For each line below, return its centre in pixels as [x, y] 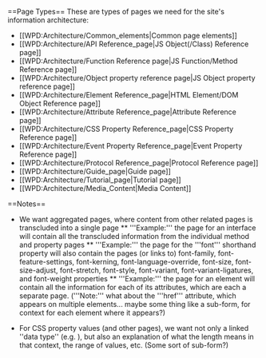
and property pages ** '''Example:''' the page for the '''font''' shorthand [137, 245]
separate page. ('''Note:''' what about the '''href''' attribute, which [127, 296]
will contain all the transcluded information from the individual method [134, 236]
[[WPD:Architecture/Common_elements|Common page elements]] [128, 36]
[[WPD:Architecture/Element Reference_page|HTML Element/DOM [129, 95]
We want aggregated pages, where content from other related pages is [136, 219]
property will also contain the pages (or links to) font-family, [117, 253]
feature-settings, [47, 262]
